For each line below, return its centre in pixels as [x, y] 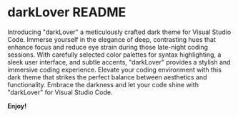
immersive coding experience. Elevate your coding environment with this [114, 69]
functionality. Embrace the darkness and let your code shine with [103, 84]
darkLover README [67, 12]
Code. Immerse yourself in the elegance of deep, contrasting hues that [112, 39]
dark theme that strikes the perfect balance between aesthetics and [107, 77]
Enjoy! [17, 106]
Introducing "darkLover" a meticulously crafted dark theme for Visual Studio [119, 32]
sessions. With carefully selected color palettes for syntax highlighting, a [114, 55]
